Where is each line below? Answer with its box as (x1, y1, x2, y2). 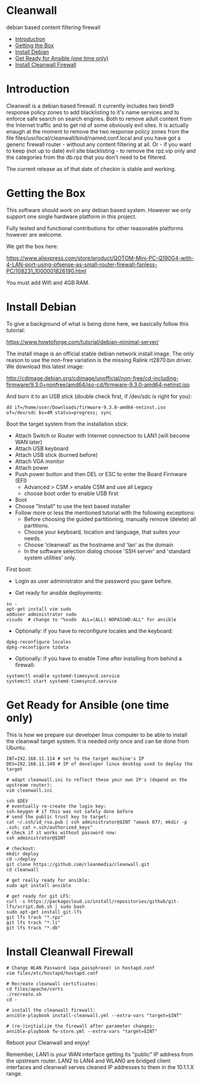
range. (6, 1070, 23, 1077)
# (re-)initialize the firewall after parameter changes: (6, 1023, 155, 1029)
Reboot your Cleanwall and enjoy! (6, 1039, 90, 1046)
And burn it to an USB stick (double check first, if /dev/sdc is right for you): (6, 392, 192, 399)
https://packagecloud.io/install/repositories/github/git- (28, 898, 180, 904)
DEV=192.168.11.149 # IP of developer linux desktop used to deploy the (6, 761, 193, 767)
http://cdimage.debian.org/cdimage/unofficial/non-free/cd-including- (6, 374, 179, 381)
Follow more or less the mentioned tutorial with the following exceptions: (14, 509, 195, 516)
